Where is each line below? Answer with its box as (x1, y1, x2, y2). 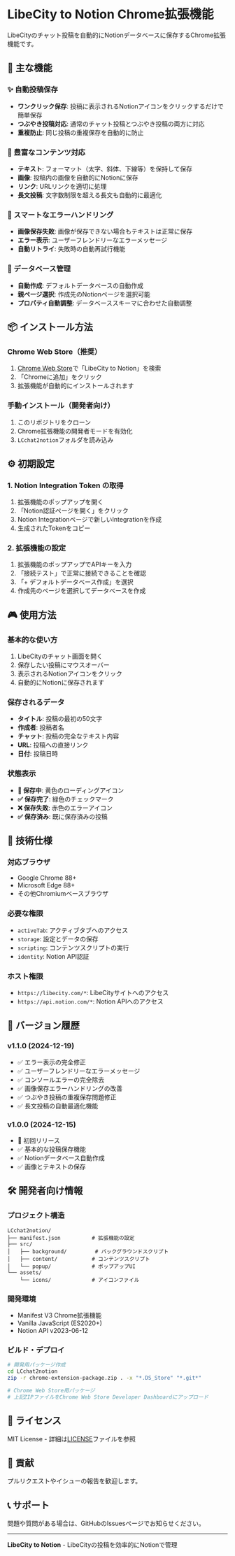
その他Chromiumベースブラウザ (17, 890, 109, 898)
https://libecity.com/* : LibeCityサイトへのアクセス (17, 989, 169, 997)
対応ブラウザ (7, 857, 51, 867)
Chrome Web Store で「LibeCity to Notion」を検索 (17, 364, 162, 373)
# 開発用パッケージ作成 (7, 1362, 66, 1369)
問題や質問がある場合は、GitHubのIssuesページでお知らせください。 (7, 1519, 205, 1528)
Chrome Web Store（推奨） (7, 347, 102, 357)
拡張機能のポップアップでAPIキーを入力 (17, 560, 132, 569)
